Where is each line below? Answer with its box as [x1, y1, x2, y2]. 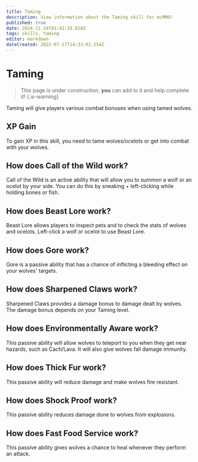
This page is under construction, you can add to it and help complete [20, 86, 189, 93]
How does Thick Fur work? [6, 363, 106, 373]
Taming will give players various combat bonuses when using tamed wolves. [6, 104, 193, 111]
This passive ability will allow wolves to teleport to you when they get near [6, 339, 187, 346]
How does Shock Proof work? [6, 395, 117, 405]
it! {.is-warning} [20, 93, 59, 100]
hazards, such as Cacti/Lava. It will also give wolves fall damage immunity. [6, 345, 187, 353]
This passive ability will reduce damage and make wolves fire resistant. [6, 378, 179, 385]
